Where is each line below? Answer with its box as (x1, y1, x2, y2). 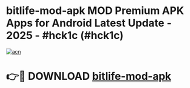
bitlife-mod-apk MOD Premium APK (6, 4, 184, 17)
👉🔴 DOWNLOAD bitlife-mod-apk (6, 70, 172, 83)
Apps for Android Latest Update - (6, 16, 172, 30)
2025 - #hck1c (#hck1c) (6, 29, 124, 42)
